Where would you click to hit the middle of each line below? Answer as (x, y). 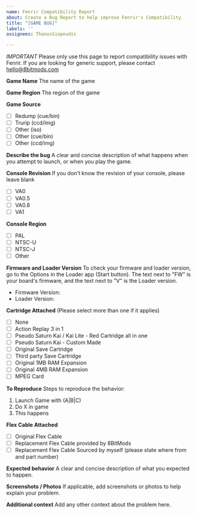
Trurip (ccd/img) (35, 123)
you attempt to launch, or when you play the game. (69, 162)
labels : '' (20, 29)
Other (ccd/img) (35, 143)
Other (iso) (28, 129)
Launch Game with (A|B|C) (48, 400)
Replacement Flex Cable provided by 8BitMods (73, 443)
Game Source (23, 104)
